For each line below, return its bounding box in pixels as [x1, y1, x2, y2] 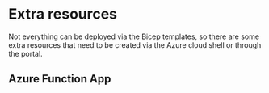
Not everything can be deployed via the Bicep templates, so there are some [8, 32, 260, 41]
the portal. [8, 49, 43, 58]
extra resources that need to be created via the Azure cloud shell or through [8, 40, 262, 49]
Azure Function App [8, 72, 111, 86]
